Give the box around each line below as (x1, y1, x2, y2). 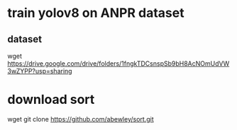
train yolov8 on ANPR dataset (7, 5, 184, 21)
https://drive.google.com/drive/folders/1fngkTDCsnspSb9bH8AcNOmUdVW (7, 59, 230, 68)
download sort (7, 92, 95, 107)
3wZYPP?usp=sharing (7, 67, 72, 75)
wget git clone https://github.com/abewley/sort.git (7, 114, 154, 123)
